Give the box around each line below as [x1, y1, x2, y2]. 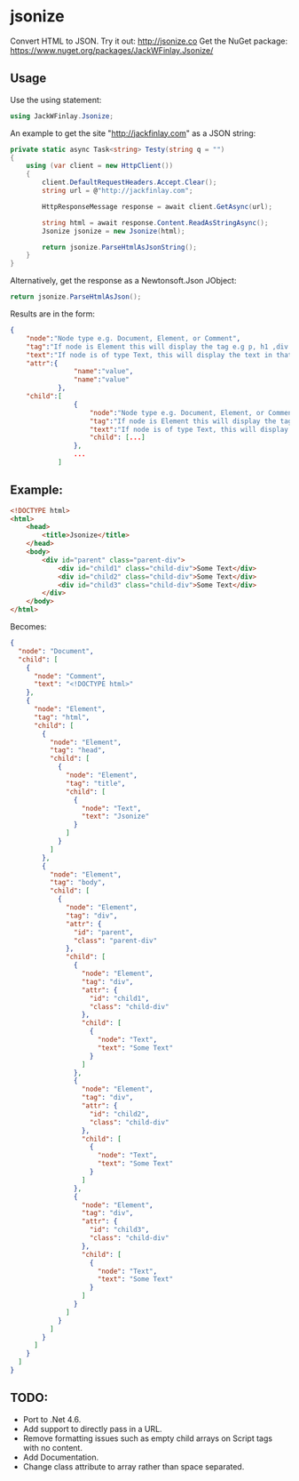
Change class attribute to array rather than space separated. [22, 1461, 245, 1472]
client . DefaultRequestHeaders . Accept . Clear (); [42, 178, 217, 188]
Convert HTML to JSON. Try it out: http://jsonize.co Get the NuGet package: [10, 36, 288, 46]
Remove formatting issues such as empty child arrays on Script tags [22, 1433, 273, 1444]
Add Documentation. [22, 1452, 99, 1462]
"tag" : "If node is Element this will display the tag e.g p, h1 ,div [26, 342, 289, 351]
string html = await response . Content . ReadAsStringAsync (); [42, 218, 269, 228]
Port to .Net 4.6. [22, 1413, 82, 1424]
